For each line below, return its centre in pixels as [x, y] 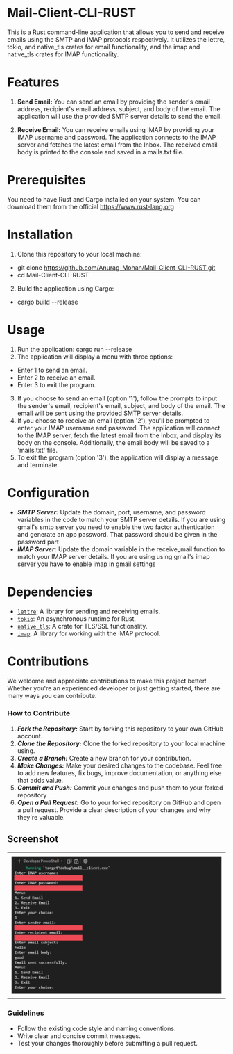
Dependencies [50, 592]
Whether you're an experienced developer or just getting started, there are [114, 688]
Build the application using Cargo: [66, 288]
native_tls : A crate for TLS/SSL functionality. [82, 626]
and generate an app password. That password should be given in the [117, 534]
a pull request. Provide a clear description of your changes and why [114, 810]
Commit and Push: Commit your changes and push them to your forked [120, 788]
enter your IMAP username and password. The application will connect [119, 428]
